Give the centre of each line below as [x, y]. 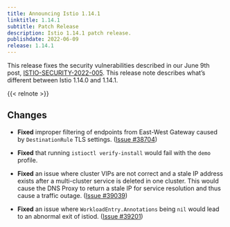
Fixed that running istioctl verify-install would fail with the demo [114, 152]
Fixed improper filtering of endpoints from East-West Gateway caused [117, 131]
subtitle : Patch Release [43, 26]
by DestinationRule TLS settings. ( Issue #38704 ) [87, 139]
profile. [27, 160]
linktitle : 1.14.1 [34, 20]
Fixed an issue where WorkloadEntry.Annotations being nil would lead [118, 209]
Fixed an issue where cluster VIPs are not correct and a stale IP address [120, 173]
